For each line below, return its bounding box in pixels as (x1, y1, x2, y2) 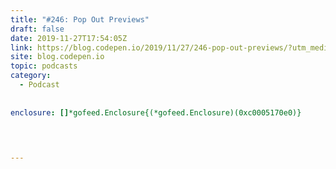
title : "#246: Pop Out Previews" (10, 14, 150, 25)
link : (10, 42, 33, 53)
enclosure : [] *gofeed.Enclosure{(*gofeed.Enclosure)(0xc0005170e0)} (10, 107, 302, 118)
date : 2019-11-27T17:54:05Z (10, 33, 128, 43)
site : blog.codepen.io (10, 52, 105, 62)
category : (10, 71, 52, 81)
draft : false (10, 24, 65, 34)
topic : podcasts (10, 61, 78, 71)
